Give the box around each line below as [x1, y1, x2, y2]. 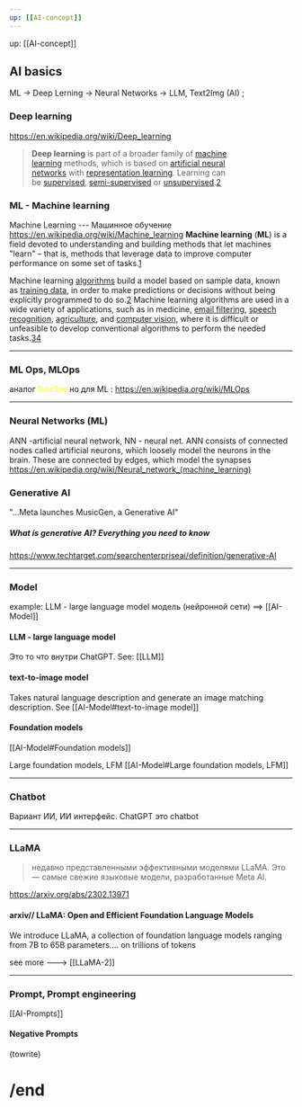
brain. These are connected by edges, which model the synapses [9, 454, 252, 465]
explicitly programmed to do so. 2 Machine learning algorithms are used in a [9, 294, 289, 306]
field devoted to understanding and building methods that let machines [9, 239, 271, 250]
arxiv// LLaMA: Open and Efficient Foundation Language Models [9, 909, 254, 920]
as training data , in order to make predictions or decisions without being [9, 285, 276, 296]
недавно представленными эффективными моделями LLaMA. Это [31, 862, 286, 873]
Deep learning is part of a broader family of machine [31, 147, 227, 158]
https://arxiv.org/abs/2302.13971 [9, 889, 129, 900]
